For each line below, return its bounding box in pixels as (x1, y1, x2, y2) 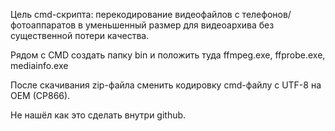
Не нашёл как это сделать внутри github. (10, 109, 187, 121)
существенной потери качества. (10, 30, 150, 41)
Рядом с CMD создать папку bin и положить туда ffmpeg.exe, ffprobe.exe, (10, 49, 326, 61)
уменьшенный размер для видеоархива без (84, 19, 275, 31)
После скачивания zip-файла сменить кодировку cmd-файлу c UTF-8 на (10, 79, 322, 91)
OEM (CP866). (10, 90, 71, 101)
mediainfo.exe (10, 60, 69, 71)
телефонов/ (241, 9, 292, 20)
